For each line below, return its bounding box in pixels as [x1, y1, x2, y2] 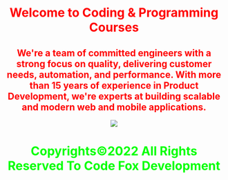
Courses [88, 19, 140, 35]
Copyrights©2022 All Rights [30, 143, 198, 159]
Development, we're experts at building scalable [8, 90, 220, 102]
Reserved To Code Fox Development [7, 158, 221, 174]
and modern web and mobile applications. [21, 101, 207, 113]
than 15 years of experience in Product [29, 80, 199, 91]
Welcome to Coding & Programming [9, 5, 219, 21]
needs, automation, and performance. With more [6, 69, 222, 80]
